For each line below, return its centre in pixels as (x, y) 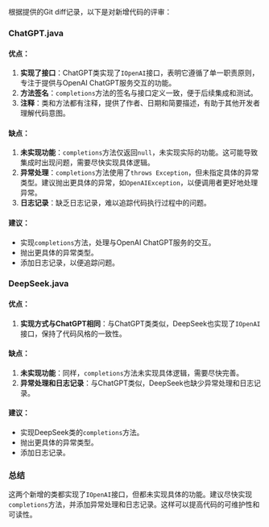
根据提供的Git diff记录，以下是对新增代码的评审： (90, 12)
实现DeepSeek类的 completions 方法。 (82, 433)
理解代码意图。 (45, 113)
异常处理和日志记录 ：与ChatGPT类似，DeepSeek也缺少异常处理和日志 (137, 383)
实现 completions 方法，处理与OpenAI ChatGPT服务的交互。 (118, 242)
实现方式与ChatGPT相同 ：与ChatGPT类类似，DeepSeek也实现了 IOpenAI (140, 323)
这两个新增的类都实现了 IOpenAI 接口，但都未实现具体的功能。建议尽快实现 (130, 495)
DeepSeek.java (39, 284)
